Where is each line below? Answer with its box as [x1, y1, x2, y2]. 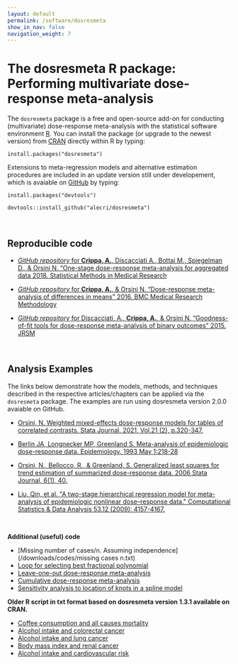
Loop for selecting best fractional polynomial [17, 561, 149, 570]
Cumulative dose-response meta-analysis [17, 576, 140, 585]
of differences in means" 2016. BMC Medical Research [43, 292, 203, 301]
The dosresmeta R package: [7, 61, 176, 77]
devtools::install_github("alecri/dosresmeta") [7, 204, 151, 211]
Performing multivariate [7, 76, 152, 92]
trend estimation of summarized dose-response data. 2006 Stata [17, 468, 208, 477]
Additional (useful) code [7, 532, 81, 541]
